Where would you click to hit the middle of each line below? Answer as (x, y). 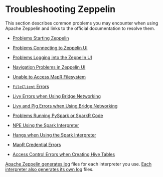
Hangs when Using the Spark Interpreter (54, 135)
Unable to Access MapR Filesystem (49, 76)
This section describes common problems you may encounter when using (82, 23)
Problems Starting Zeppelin (41, 38)
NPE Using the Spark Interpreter (46, 125)
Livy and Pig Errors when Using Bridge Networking (65, 105)
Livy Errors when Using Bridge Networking (57, 96)
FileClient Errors (31, 86)
